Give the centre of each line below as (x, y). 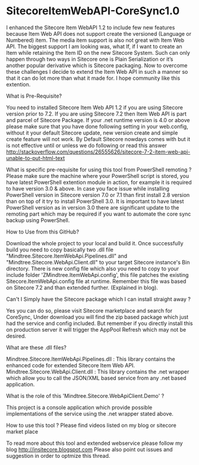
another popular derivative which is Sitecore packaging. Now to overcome (97, 65)
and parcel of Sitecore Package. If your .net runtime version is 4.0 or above (98, 120)
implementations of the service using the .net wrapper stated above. (90, 413)
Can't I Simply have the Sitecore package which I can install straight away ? (99, 299)
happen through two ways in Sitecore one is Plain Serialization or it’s (90, 59)
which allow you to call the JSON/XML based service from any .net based (96, 378)
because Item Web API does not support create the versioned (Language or (99, 33)
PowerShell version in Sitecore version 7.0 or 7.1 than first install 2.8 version (98, 195)
